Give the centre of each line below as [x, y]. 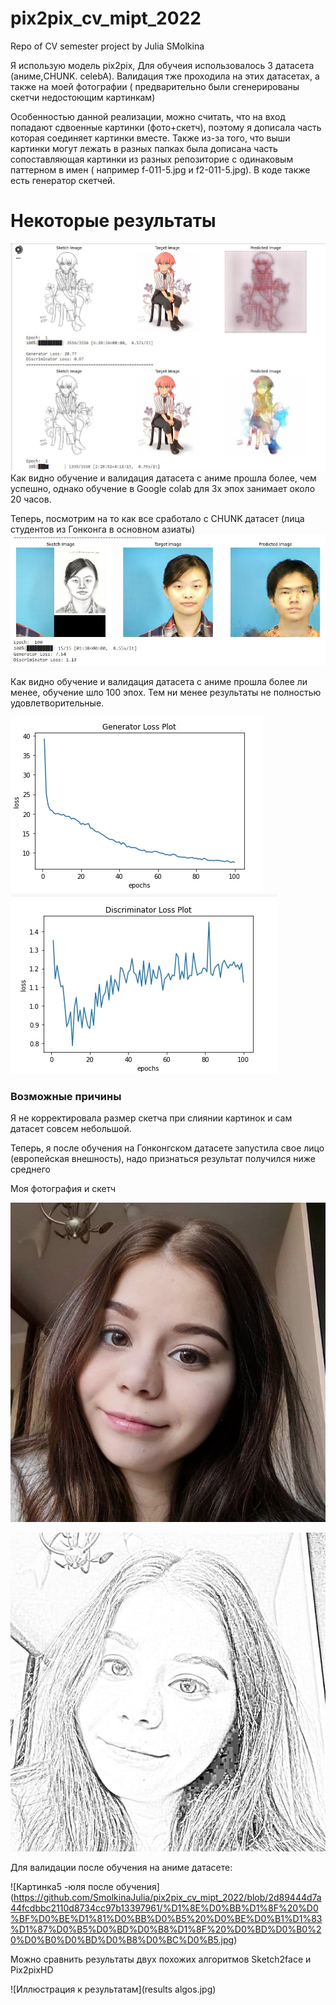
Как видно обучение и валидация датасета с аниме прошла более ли [159, 682]
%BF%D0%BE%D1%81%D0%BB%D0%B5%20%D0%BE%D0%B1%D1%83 [166, 1919]
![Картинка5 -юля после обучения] [85, 1887]
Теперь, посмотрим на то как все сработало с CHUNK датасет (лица [157, 518]
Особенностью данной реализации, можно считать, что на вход [148, 116]
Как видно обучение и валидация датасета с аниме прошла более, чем [163, 478]
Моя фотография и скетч [63, 1189]
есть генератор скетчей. [63, 180]
